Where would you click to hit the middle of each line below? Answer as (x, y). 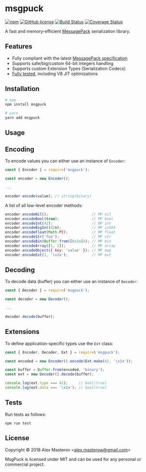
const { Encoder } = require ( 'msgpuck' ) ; (47, 170)
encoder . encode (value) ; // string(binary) (48, 196)
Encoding (20, 149)
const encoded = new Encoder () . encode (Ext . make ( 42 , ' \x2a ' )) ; (69, 361)
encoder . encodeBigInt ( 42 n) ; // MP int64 (60, 228)
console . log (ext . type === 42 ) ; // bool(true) (56, 383)
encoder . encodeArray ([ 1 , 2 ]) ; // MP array (60, 246)
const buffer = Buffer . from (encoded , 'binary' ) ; (55, 370)
